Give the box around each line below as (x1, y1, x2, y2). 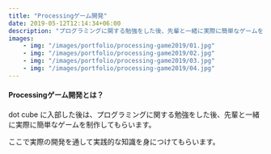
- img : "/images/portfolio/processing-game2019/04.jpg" (23, 65, 216, 73)
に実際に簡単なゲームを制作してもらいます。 (8, 119, 156, 129)
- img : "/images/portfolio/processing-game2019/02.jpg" (23, 49, 216, 57)
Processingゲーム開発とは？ (8, 90, 104, 100)
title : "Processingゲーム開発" (8, 11, 108, 20)
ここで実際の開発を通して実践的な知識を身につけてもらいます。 (8, 136, 220, 146)
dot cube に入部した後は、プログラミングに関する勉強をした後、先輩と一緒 (8, 110, 260, 119)
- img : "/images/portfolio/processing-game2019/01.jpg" (23, 42, 216, 50)
